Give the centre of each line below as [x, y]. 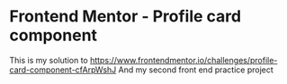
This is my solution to [49, 60]
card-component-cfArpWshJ [63, 70]
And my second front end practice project [196, 70]
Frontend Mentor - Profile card [125, 17]
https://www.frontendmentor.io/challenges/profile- [184, 60]
